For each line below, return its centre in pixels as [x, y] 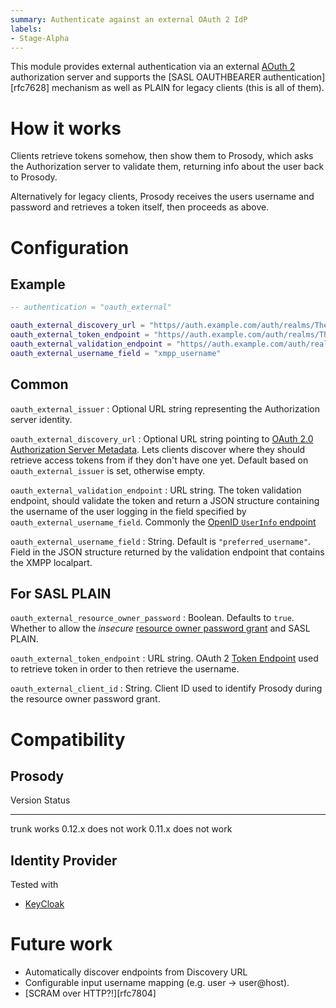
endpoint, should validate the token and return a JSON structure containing [165, 500]
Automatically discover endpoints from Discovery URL [136, 972]
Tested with [34, 885]
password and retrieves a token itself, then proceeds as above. [140, 207]
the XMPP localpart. [51, 562]
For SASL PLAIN [61, 593]
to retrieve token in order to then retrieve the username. [125, 669]
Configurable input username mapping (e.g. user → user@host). [157, 983]
